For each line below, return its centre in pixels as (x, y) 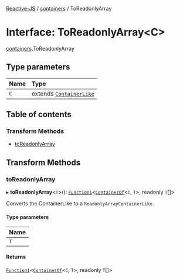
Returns (16, 257)
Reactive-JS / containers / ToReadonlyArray (59, 9)
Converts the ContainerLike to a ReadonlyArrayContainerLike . (80, 204)
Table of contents (39, 114)
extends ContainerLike (63, 94)
